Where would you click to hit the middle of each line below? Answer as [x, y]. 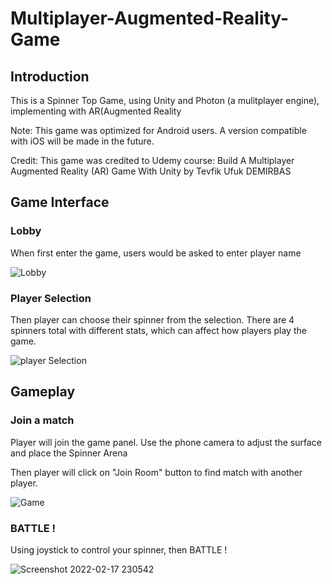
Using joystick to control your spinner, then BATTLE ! [119, 549]
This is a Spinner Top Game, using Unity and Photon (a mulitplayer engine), [165, 100]
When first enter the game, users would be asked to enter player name [156, 253]
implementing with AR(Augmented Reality [96, 111]
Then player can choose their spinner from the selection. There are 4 [152, 319]
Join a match [42, 420]
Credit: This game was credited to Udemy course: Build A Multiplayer [152, 160]
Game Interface [60, 202]
